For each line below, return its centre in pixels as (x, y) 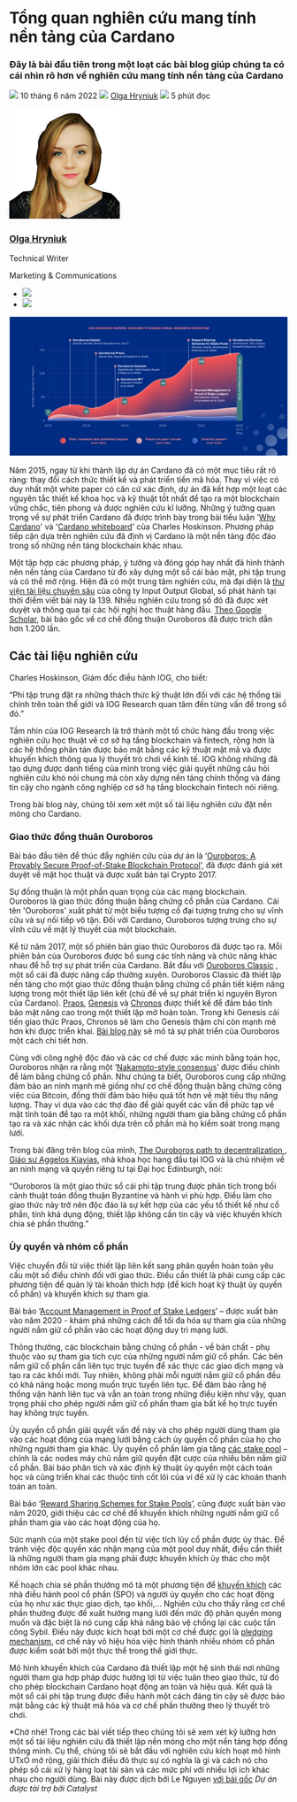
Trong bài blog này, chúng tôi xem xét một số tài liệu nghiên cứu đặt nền (141, 804)
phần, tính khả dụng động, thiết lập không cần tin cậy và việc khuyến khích (146, 1214)
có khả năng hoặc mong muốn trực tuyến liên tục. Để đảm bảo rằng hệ (138, 1385)
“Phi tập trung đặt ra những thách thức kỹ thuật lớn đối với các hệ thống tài (145, 695)
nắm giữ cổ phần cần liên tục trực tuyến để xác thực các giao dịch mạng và (147, 1366)
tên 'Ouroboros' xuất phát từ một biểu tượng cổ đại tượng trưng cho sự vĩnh (146, 910)
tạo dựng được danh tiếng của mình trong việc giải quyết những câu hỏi (139, 768)
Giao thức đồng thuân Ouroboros (81, 836)
